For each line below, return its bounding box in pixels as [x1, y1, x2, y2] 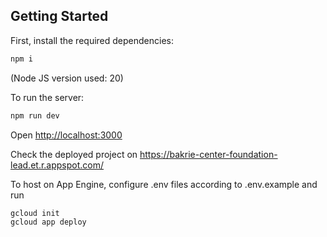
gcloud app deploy [10, 217, 87, 228]
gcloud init [10, 208, 60, 218]
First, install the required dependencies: [10, 34, 174, 46]
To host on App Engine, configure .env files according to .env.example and [10, 178, 318, 190]
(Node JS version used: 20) [10, 72, 124, 84]
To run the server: [10, 91, 85, 103]
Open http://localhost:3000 [10, 129, 123, 141]
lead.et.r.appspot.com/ [10, 159, 105, 171]
